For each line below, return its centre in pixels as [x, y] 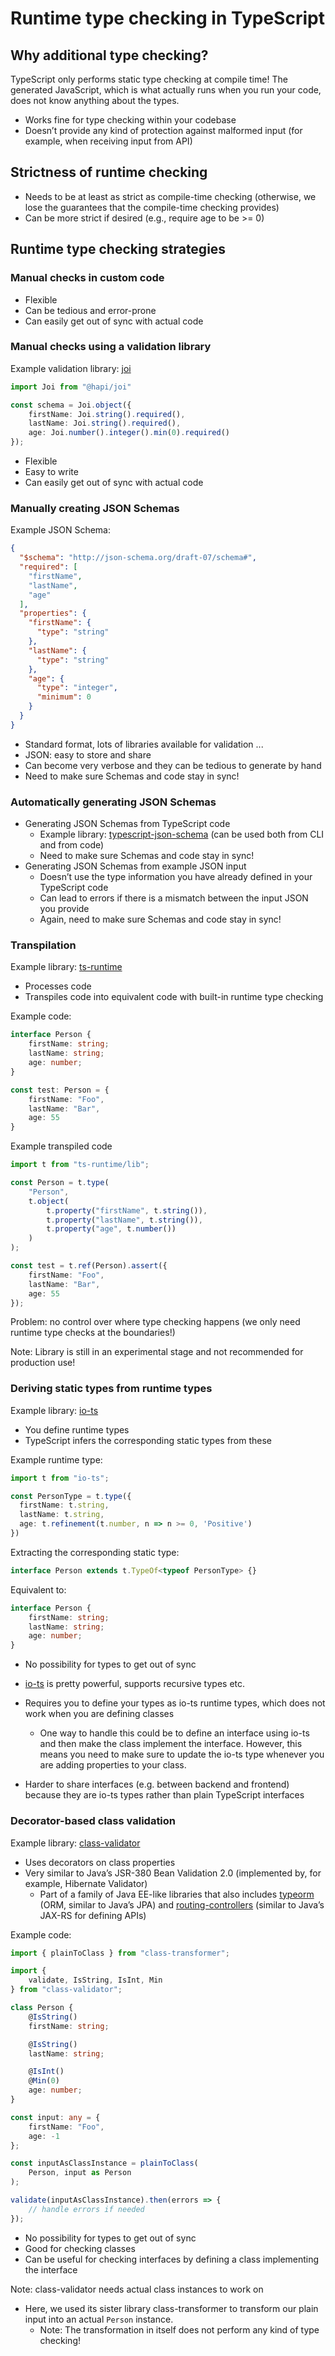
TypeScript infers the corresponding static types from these [148, 1440]
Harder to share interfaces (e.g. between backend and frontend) [157, 1784]
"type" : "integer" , [77, 688]
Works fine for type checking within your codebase [130, 120]
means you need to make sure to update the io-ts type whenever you [182, 1754]
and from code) [72, 845]
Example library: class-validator [75, 1843]
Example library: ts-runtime [66, 967]
